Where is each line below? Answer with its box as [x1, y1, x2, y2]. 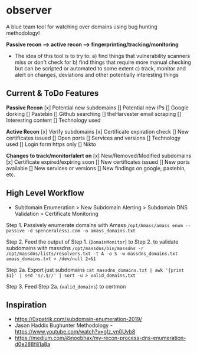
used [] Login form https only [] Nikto [6, 140, 96, 148]
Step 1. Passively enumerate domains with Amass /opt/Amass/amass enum [6, 221, 183, 228]
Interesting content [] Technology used [6, 116, 101, 124]
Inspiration [6, 300, 47, 310]
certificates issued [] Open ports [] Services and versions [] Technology [6, 134, 181, 141]
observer [6, 4, 52, 17]
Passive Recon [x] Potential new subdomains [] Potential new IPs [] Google [6, 104, 189, 111]
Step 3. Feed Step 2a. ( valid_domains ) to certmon [6, 283, 126, 290]
